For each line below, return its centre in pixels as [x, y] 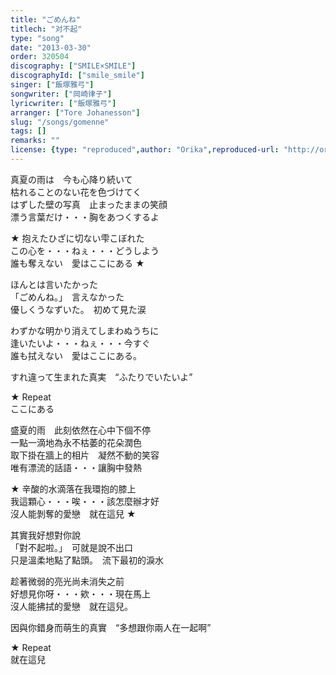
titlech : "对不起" [46, 29]
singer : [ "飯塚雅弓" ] [52, 85]
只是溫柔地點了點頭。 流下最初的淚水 [87, 560]
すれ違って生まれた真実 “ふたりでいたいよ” [101, 377]
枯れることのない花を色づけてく [76, 192]
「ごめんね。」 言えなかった [67, 297]
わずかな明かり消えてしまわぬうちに [85, 330]
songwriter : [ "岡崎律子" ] [61, 94]
